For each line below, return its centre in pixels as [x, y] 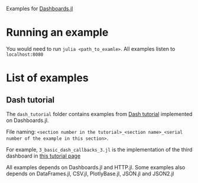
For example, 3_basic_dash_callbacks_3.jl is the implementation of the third [99, 149]
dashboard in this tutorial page [43, 156]
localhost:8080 [25, 54]
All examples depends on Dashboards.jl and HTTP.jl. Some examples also [96, 167]
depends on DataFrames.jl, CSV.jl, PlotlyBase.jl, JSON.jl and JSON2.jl [90, 174]
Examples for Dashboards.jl [40, 9]
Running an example [57, 33]
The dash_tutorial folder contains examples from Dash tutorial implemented [99, 114]
